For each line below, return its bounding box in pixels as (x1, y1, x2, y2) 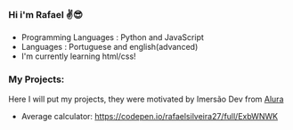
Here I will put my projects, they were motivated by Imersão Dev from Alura (8, 93, 284, 104)
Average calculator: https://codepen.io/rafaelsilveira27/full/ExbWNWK (20, 110, 278, 121)
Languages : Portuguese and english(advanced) (20, 42, 199, 53)
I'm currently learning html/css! (20, 51, 136, 61)
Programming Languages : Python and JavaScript (20, 32, 204, 43)
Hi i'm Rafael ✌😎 (8, 8, 84, 20)
